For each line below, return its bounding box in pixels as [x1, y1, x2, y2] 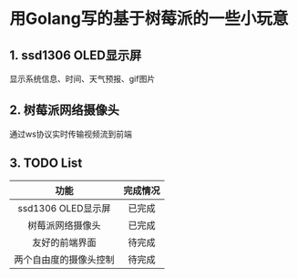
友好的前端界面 [32, 236, 98, 249]
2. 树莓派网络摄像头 [9, 102, 120, 118]
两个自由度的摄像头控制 [14, 252, 116, 265]
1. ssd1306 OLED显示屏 [9, 47, 142, 63]
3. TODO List [9, 156, 83, 171]
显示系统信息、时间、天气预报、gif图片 [9, 74, 156, 84]
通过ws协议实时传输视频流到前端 [9, 129, 132, 139]
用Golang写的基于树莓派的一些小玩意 [9, 8, 289, 29]
